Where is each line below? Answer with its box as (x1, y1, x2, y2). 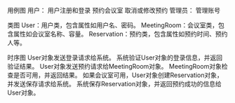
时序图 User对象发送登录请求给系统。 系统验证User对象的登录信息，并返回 (7, 53, 223, 62)
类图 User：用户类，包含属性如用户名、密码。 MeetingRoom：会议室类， (7, 21, 219, 29)
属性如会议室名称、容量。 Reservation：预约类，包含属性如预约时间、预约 (13, 30, 228, 38)
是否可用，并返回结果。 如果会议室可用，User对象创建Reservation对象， (13, 71, 223, 79)
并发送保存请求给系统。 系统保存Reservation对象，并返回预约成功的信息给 (7, 80, 222, 88)
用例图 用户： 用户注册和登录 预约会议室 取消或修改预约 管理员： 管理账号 (7, 6, 221, 14)
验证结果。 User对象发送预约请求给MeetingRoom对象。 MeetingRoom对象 (7, 62, 222, 70)
